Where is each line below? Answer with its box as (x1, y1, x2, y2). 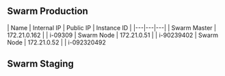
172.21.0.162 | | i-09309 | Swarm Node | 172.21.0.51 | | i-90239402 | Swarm (7, 31, 219, 39)
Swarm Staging (7, 58, 74, 70)
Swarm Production (7, 5, 89, 17)
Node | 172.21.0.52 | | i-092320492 (7, 38, 106, 47)
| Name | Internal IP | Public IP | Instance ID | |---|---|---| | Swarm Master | (7, 23, 217, 31)
